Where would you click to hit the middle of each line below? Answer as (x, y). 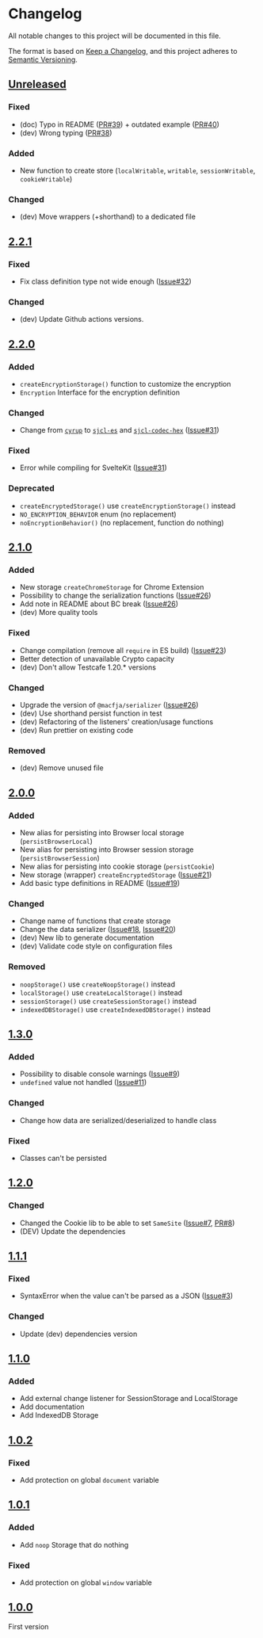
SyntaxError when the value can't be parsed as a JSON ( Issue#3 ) (126, 1296)
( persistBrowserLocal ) (56, 842)
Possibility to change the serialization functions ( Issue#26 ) (115, 596)
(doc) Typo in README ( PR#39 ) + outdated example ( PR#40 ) (120, 124)
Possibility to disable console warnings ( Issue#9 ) (100, 1074)
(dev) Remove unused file (62, 768)
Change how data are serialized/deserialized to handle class (118, 1120)
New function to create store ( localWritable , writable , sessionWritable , (137, 170)
